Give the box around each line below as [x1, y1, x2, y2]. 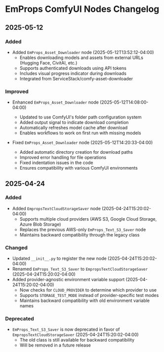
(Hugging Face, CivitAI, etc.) [19, 59, 78, 65]
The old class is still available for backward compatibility [19, 337, 135, 343]
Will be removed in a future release [19, 342, 91, 348]
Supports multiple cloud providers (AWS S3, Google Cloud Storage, [19, 216, 157, 222]
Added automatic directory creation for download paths [19, 149, 133, 155]
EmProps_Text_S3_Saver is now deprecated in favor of [12, 326, 120, 333]
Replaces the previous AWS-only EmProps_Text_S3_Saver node [19, 227, 146, 233]
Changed [5, 244, 28, 251]
